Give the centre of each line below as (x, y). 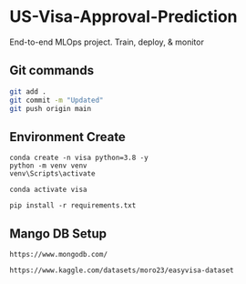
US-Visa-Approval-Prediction (123, 17)
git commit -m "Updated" (56, 100)
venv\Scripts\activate (52, 174)
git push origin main (51, 108)
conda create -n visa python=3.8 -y (79, 158)
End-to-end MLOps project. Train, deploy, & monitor (107, 42)
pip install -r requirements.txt (73, 206)
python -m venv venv (49, 166)
